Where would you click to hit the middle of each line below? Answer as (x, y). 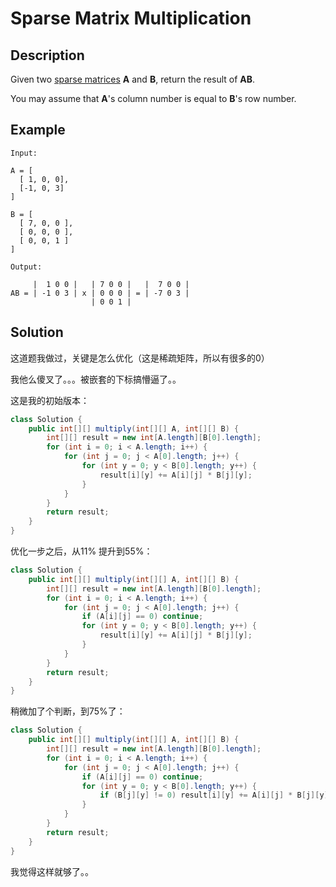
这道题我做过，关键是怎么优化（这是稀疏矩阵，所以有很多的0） (140, 358)
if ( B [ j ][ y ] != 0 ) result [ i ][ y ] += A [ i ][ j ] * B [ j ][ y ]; (216, 795)
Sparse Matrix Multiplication (131, 18)
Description (47, 55)
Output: (26, 267)
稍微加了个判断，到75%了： (68, 711)
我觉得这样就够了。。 (52, 871)
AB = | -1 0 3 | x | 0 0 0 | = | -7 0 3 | (100, 293)
